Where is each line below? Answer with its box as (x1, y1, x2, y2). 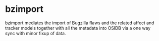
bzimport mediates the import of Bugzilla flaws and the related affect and (5, 20, 155, 26)
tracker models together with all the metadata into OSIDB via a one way (5, 25, 151, 31)
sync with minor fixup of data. (5, 30, 66, 36)
